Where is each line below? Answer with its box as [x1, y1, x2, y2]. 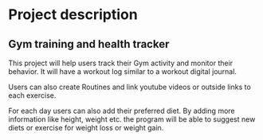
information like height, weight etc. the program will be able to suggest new [8, 115, 256, 124]
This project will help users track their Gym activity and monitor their [8, 58, 234, 68]
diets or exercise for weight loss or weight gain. [8, 123, 164, 132]
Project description [8, 6, 138, 24]
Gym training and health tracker [8, 37, 170, 51]
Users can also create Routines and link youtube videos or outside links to [8, 82, 251, 91]
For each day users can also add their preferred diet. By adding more [8, 106, 235, 115]
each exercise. [8, 91, 57, 100]
